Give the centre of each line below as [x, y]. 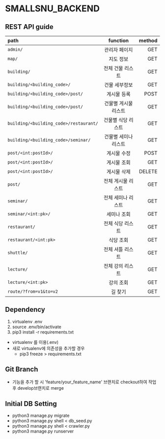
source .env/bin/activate [37, 327]
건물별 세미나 [119, 137]
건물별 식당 [115, 120]
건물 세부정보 [119, 85]
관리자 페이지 [119, 50]
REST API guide [29, 27]
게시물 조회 [119, 162]
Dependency [25, 310]
